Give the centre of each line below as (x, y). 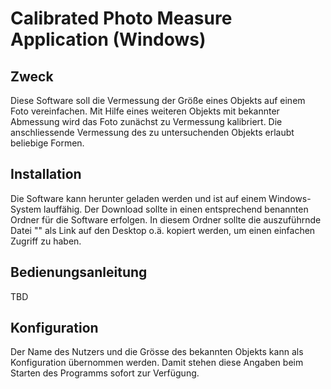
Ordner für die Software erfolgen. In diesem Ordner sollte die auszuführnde (166, 219)
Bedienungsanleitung (79, 272)
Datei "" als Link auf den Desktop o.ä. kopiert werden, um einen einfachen (163, 230)
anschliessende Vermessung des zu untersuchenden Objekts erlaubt (152, 132)
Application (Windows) (108, 39)
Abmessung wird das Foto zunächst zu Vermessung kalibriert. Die (146, 121)
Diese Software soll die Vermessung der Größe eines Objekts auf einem (158, 100)
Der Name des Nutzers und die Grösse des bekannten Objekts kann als (157, 352)
